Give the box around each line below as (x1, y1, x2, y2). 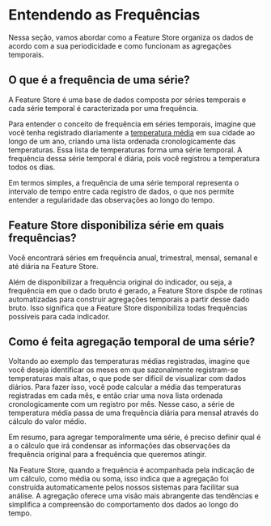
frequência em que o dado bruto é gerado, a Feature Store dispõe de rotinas (8, 285, 263, 295)
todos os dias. (8, 162, 56, 172)
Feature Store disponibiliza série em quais (8, 219, 225, 233)
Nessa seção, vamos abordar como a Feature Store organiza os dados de (8, 32, 254, 42)
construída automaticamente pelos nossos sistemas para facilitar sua (8, 482, 239, 492)
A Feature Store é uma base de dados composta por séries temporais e (8, 95, 247, 105)
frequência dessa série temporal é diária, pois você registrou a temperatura (8, 153, 260, 163)
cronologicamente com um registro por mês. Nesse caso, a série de (8, 400, 235, 409)
